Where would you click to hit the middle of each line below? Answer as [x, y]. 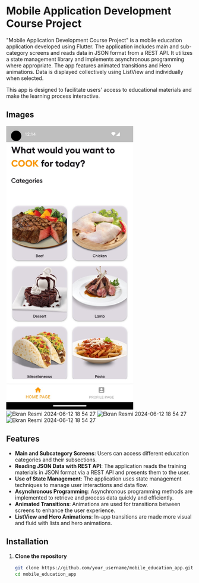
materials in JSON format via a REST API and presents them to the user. [102, 472]
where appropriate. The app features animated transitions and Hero [89, 65]
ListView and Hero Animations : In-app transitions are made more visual [103, 516]
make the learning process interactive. [53, 96]
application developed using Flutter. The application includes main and [93, 46]
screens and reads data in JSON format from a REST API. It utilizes [111, 52]
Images [20, 115]
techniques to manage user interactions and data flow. [81, 485]
